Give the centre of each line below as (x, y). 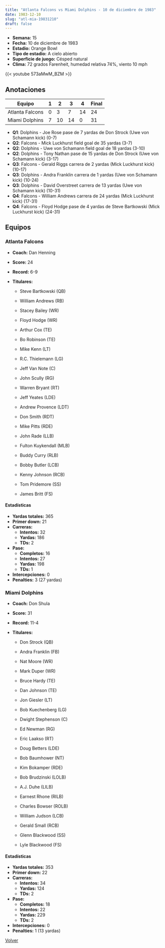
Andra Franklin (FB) (39, 652)
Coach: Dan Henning (34, 253)
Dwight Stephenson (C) (44, 719)
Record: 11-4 (25, 623)
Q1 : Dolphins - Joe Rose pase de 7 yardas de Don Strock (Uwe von (81, 133)
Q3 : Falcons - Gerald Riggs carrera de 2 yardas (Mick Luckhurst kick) (83, 164)
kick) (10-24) (25, 180)
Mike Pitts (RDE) (36, 426)
